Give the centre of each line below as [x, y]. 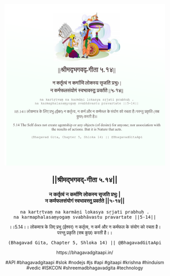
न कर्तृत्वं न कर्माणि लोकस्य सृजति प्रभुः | [85, 195]
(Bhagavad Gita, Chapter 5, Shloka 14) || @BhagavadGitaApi [85, 242]
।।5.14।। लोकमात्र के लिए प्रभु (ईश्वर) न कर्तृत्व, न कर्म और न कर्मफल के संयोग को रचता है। [85, 227]
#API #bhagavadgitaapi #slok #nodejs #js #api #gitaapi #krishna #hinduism [85, 262]
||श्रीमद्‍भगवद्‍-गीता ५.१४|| [85, 180]
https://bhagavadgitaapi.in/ [85, 252]
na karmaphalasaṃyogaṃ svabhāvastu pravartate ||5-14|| [85, 217]
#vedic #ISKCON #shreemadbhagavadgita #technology [85, 268]
